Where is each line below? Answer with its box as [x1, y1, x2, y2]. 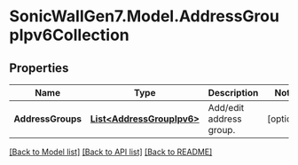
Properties [9, 60, 69, 75]
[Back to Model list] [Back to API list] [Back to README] [9, 146, 213, 157]
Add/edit [208, 102, 245, 114]
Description [208, 87, 259, 98]
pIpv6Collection [9, 25, 130, 45]
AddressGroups [13, 113, 82, 125]
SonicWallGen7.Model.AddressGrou [9, 6, 279, 27]
